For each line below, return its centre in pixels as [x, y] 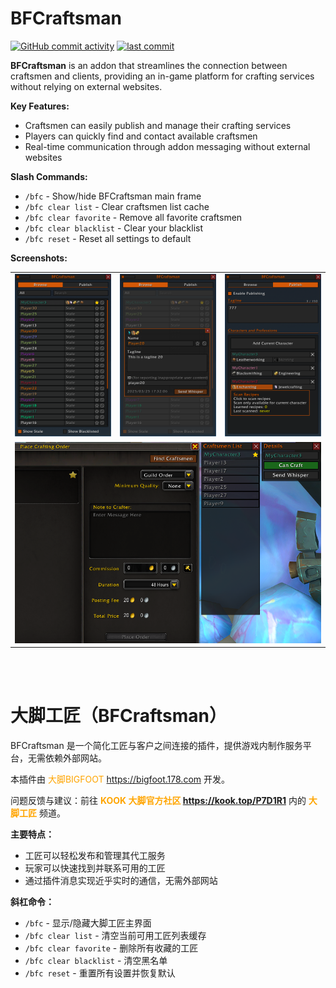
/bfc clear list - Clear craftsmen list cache [117, 206]
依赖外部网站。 [75, 758]
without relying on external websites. [86, 86]
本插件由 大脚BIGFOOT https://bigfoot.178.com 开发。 [120, 779]
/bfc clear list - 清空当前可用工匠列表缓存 [115, 936]
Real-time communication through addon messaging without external [167, 146]
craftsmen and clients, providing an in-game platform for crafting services [162, 76]
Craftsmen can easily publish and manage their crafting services [158, 125]
